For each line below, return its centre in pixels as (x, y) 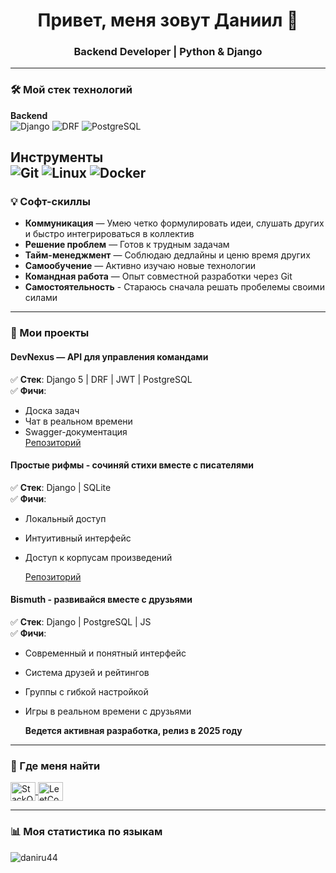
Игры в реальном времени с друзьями (108, 711)
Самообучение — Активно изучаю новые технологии (140, 266)
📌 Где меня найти (55, 766)
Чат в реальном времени (78, 421)
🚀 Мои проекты (50, 333)
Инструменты (57, 157)
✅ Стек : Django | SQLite (61, 487)
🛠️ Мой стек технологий (71, 90)
